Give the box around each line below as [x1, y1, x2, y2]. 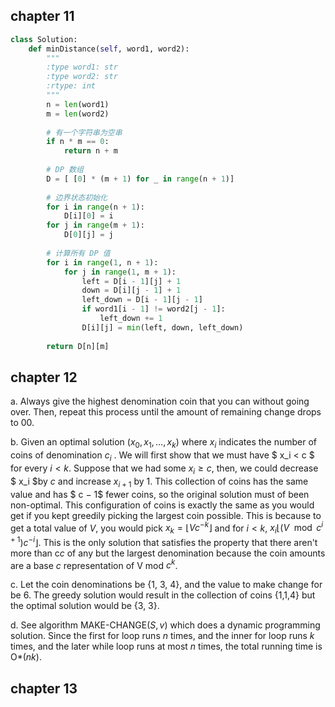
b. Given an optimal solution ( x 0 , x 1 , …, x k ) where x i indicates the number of [10, 436, 317, 451]
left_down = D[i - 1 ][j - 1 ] [81, 295, 203, 305]
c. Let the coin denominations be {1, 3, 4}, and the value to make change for [10, 579, 323, 591]
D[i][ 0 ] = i [63, 211, 114, 221]
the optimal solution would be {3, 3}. [10, 600, 160, 612]
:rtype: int [46, 81, 97, 91]
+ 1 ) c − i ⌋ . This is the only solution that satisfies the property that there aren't [10, 535, 318, 548]
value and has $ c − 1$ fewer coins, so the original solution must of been [10, 488, 310, 500]
